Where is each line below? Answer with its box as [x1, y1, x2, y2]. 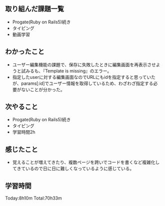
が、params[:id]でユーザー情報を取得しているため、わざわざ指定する [12, 80, 154, 86]
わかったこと [5, 47, 45, 56]
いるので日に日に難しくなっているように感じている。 [25, 166, 134, 172]
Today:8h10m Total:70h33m [5, 195, 62, 201]
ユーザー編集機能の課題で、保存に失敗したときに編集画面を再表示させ [12, 61, 156, 67]
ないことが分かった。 [21, 86, 65, 92]
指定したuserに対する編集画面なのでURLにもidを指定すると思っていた [12, 74, 156, 80]
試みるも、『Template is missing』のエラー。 [21, 68, 112, 74]
